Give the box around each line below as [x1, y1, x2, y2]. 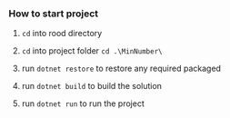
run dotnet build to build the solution [21, 81, 163, 92]
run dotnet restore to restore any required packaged [21, 63, 222, 74]
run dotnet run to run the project [21, 98, 145, 109]
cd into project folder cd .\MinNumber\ [21, 45, 163, 56]
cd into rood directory [21, 28, 103, 39]
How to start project [8, 7, 99, 20]
